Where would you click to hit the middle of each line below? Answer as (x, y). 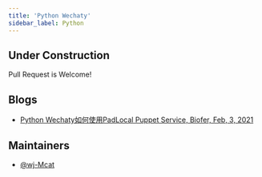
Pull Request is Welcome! (50, 75)
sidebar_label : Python (46, 23)
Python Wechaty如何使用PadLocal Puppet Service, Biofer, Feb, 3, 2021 (137, 120)
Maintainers (39, 146)
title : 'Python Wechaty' (50, 16)
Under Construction (59, 55)
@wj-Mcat (37, 164)
